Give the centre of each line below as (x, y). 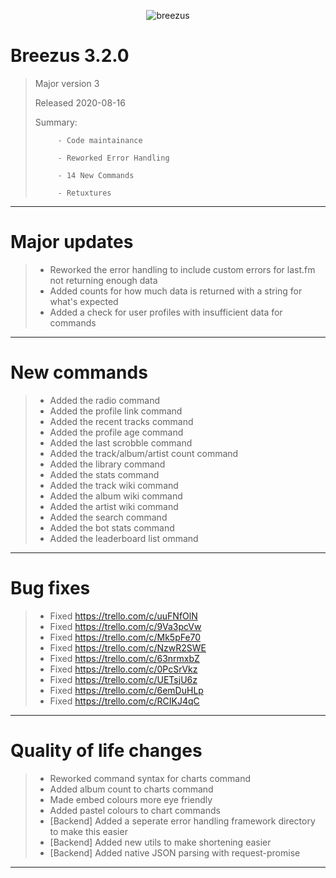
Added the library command (107, 464)
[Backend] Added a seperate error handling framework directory (182, 821)
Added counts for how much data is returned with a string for (176, 291)
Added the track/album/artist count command (144, 453)
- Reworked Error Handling (113, 158)
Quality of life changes (106, 750)
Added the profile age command (116, 432)
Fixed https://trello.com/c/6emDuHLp (126, 690)
